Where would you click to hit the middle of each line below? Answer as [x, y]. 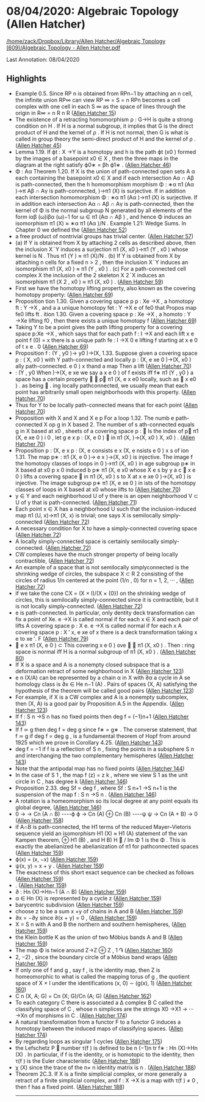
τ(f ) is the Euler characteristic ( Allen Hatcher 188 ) [78, 1060]
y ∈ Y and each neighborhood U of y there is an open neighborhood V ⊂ [106, 495]
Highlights [27, 78]
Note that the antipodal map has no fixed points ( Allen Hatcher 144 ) [100, 768]
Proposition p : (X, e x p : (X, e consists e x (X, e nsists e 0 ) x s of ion [102, 450]
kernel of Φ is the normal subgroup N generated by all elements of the [103, 210]
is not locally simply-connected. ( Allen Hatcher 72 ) [79, 606]
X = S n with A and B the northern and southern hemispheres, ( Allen [100, 924]
